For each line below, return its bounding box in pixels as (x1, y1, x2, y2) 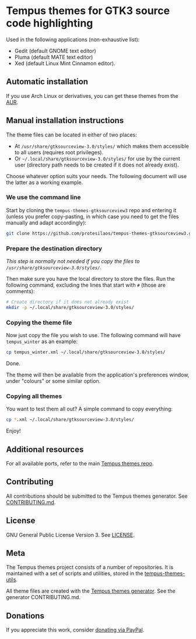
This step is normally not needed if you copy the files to (6, 258, 140, 265)
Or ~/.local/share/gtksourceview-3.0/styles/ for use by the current (14, 155, 181, 162)
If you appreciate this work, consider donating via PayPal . (6, 626, 145, 634)
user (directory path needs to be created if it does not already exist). (14, 161, 179, 168)
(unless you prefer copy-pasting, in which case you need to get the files (6, 213, 179, 220)
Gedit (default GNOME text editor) (14, 47, 96, 54)
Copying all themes (6, 392, 62, 400)
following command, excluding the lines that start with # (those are (6, 281, 166, 288)
